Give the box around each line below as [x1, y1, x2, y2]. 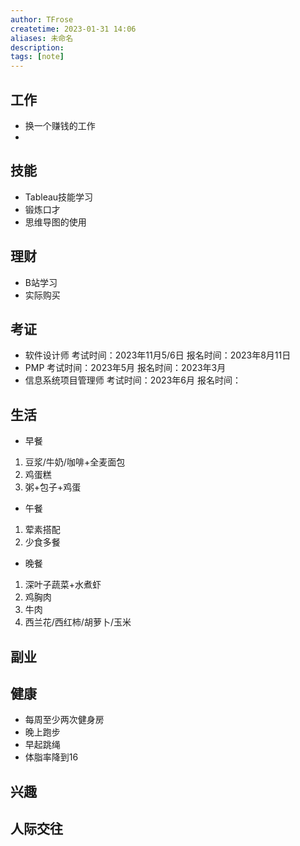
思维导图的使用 [24, 216, 87, 228]
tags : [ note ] [10, 52, 65, 62]
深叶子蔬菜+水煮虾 [24, 579, 102, 591]
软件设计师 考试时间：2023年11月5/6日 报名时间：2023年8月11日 [24, 349, 292, 361]
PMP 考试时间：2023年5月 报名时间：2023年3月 [24, 362, 227, 374]
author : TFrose [10, 14, 74, 25]
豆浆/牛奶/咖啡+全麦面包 [24, 456, 126, 468]
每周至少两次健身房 [24, 714, 105, 726]
